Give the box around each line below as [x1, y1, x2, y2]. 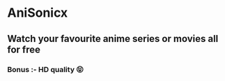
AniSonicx [7, 5, 68, 21]
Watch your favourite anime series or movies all [7, 33, 219, 45]
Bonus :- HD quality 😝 [7, 64, 84, 74]
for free [7, 43, 40, 55]
